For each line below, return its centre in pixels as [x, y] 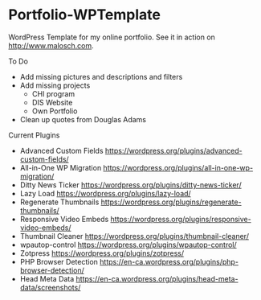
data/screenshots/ [50, 287]
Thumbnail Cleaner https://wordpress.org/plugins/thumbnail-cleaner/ [134, 236]
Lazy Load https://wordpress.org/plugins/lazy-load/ [105, 193]
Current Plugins [34, 135]
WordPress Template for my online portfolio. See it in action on [112, 37]
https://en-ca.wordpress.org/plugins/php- [169, 261]
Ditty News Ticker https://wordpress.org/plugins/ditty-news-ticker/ [131, 185]
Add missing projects [55, 85]
